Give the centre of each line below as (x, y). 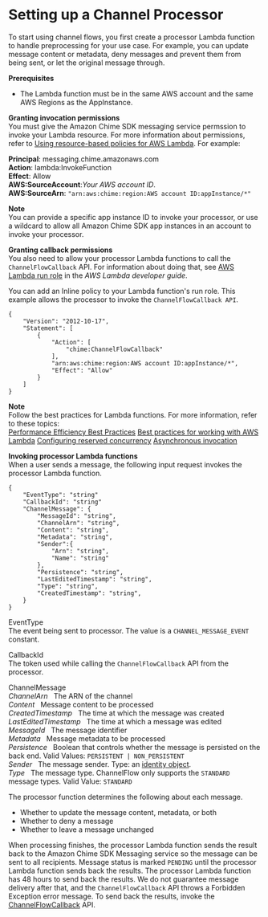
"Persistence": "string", (81, 572)
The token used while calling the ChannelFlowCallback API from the (118, 663)
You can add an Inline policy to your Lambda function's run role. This (122, 291)
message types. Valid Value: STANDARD (70, 781)
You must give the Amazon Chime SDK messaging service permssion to (127, 126)
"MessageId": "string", (77, 516)
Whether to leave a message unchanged (87, 829)
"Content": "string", (73, 530)
